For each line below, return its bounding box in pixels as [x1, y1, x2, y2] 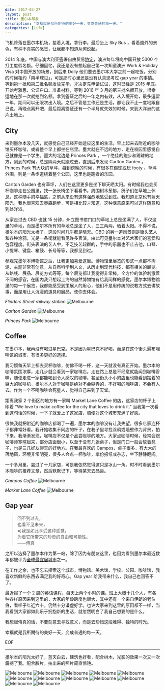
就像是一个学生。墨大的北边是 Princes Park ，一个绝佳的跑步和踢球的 [9, 152, 150, 158]
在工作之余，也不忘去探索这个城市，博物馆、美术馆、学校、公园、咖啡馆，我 [5, 567, 160, 573]
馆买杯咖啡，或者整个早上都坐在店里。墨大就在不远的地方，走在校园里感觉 [5, 146, 156, 152]
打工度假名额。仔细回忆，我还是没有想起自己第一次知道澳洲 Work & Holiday [5, 63, 158, 69]
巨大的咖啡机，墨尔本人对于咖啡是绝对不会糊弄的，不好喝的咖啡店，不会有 [5, 381, 156, 387]
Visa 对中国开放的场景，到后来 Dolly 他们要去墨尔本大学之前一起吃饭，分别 [5, 69, 157, 74]
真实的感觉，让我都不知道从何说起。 [26, 46, 100, 52]
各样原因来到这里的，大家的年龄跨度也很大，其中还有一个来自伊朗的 [9, 596, 147, 602]
